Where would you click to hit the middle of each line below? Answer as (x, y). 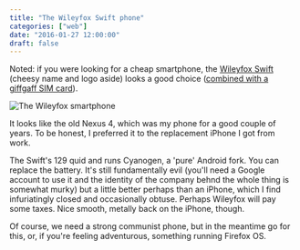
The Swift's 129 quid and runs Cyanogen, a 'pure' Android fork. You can (145, 161)
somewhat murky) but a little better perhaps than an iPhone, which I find (145, 190)
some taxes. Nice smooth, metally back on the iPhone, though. (127, 209)
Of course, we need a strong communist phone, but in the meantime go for (150, 226)
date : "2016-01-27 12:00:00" (65, 35)
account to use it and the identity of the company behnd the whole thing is (150, 180)
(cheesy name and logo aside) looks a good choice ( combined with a (139, 79)
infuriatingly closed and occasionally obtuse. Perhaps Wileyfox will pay (143, 199)
